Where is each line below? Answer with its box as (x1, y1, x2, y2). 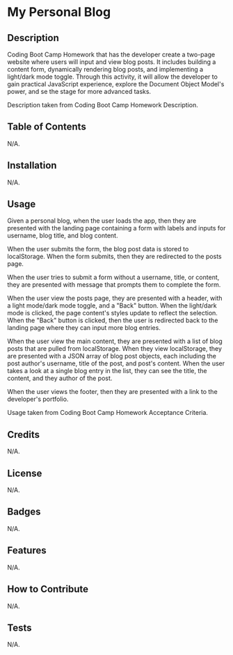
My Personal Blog (7, 4, 111, 20)
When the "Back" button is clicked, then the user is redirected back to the (7, 316, 218, 324)
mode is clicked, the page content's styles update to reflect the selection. (7, 309, 218, 317)
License (7, 467, 42, 479)
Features (7, 544, 47, 557)
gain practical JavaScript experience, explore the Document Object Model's (7, 80, 225, 88)
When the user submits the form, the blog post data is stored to (7, 245, 189, 253)
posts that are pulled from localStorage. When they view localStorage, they (7, 345, 223, 353)
